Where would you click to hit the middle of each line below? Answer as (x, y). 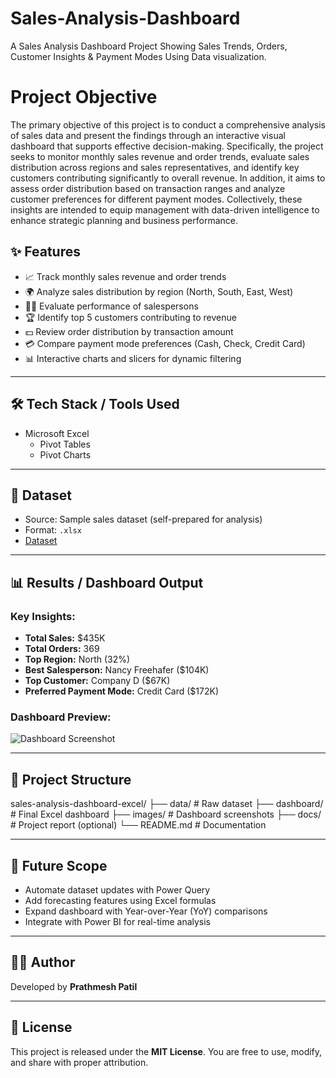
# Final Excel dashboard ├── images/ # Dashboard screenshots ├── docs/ (166, 814)
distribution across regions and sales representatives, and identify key (155, 167)
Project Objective (84, 97)
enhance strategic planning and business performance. (124, 220)
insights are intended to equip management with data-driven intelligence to (165, 209)
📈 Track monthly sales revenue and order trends (125, 276)
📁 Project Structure (71, 779)
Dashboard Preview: (61, 717)
